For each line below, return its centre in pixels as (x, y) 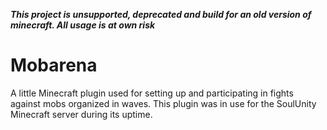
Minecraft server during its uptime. (81, 114)
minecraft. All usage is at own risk (83, 25)
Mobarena (54, 65)
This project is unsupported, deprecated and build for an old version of (161, 14)
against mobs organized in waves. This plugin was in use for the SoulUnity (163, 103)
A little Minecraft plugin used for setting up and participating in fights (152, 93)
